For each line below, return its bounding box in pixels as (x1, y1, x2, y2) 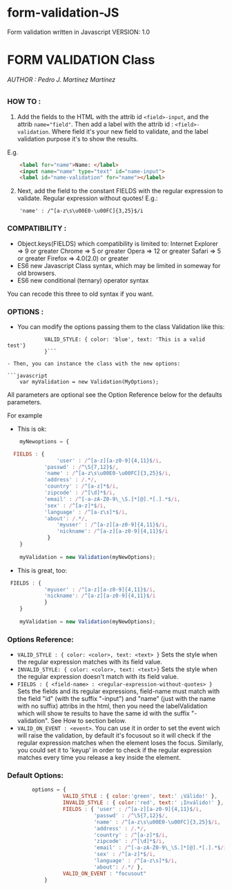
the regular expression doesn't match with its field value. (17, 673, 179, 681)
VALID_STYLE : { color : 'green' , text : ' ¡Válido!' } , (62, 793, 217, 800)
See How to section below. (50, 717, 126, 725)
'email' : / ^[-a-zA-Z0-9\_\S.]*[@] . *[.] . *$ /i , (43, 495, 181, 503)
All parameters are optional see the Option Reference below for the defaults (7, 390, 222, 399)
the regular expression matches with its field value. (17, 658, 162, 666)
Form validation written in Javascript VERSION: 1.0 (7, 28, 151, 36)
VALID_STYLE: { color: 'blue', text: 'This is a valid (43, 336, 206, 343)
